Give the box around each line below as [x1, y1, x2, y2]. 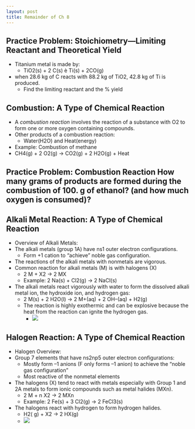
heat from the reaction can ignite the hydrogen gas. [23, 308, 148, 315]
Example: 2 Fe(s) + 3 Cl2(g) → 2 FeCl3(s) [23, 398, 123, 405]
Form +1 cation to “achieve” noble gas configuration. [23, 252, 151, 259]
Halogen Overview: [14, 348, 62, 355]
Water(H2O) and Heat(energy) [23, 137, 97, 144]
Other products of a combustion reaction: [14, 131, 116, 138]
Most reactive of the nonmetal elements [23, 373, 120, 380]
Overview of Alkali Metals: [14, 239, 78, 246]
